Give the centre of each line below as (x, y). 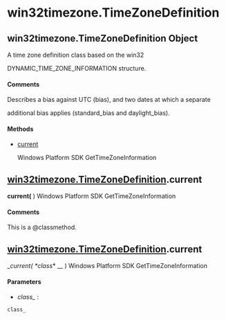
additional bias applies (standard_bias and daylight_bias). (89, 113)
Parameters (24, 281)
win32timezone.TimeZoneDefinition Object (103, 38)
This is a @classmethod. (42, 227)
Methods (20, 129)
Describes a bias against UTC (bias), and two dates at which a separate (109, 100)
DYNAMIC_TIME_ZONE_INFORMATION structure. (77, 68)
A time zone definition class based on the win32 (76, 55)
